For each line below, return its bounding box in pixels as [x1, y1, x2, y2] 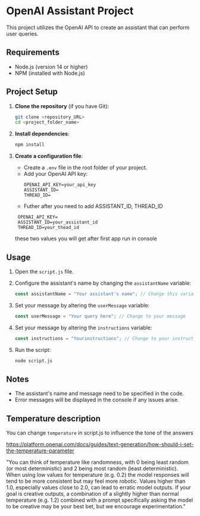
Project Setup [6, 87, 58, 97]
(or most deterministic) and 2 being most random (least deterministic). [6, 465, 179, 472]
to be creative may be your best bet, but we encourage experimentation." [6, 503, 186, 510]
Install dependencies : [14, 130, 70, 137]
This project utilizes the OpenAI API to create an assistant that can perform [6, 24, 190, 31]
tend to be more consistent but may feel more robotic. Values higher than [6, 477, 186, 485]
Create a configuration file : [14, 153, 83, 160]
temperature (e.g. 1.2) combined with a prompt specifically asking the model [6, 496, 193, 504]
